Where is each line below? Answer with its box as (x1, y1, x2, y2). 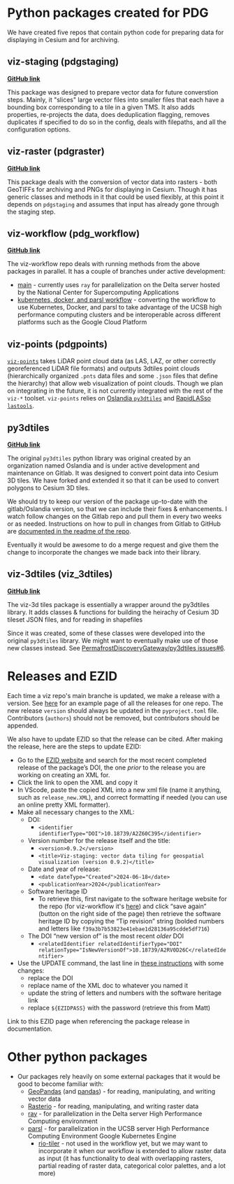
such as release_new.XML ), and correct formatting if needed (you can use (17, 793, 228, 801)
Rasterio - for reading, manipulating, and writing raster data (27, 1101, 199, 1110)
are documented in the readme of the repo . (7, 527, 131, 535)
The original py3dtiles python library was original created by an (7, 454, 191, 462)
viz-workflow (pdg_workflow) (7, 228, 140, 239)
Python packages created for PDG (7, 5, 209, 21)
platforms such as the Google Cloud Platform (17, 318, 147, 326)
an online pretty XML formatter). (17, 800, 110, 809)
